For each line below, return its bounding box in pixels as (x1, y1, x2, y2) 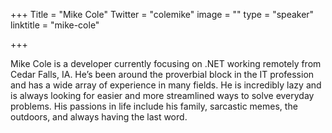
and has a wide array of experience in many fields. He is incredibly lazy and (10, 79, 322, 91)
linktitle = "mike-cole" (10, 19, 100, 31)
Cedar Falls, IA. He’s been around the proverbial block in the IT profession (10, 69, 315, 80)
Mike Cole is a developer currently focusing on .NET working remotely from (10, 58, 322, 69)
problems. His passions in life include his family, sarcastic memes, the (10, 100, 298, 112)
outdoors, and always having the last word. (10, 111, 188, 123)
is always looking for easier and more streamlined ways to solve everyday (10, 90, 315, 101)
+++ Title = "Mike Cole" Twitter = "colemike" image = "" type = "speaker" (10, 9, 315, 20)
